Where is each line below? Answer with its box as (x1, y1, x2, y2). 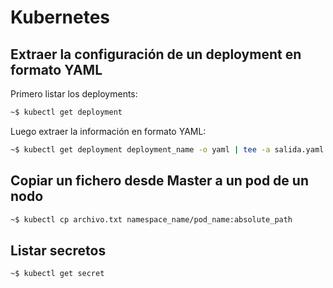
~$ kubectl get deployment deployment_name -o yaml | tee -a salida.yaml (10, 144, 325, 155)
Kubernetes (10, 6, 111, 29)
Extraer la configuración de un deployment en (10, 46, 302, 63)
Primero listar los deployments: (10, 88, 138, 100)
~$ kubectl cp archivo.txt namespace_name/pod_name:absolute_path (10, 214, 293, 225)
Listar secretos (10, 242, 107, 259)
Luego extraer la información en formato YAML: (10, 125, 207, 137)
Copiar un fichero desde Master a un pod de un (10, 172, 309, 190)
